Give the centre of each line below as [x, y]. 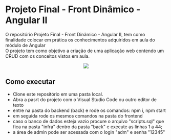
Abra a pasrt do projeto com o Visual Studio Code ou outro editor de [85, 99]
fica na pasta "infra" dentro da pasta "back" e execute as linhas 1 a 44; [88, 127]
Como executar [30, 82]
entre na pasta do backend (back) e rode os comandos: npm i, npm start [89, 110]
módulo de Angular [26, 45]
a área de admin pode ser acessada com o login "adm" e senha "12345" [89, 132]
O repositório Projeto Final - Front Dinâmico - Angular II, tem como [75, 34]
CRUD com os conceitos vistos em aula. [47, 56]
